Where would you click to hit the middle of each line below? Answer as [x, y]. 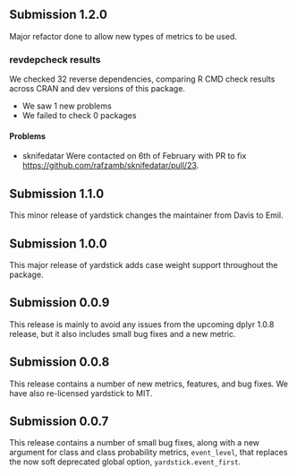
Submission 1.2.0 [58, 15]
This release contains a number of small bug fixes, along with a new [135, 443]
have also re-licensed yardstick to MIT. [81, 393]
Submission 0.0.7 [59, 421]
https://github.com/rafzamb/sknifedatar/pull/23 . [110, 166]
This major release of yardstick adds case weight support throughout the [144, 264]
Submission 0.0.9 [59, 303]
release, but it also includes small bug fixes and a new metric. [123, 333]
